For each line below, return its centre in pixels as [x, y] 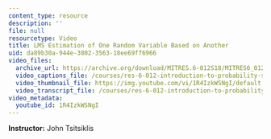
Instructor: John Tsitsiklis [51, 129]
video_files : [30, 61]
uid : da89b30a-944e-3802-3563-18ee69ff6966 [83, 53]
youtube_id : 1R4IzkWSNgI [57, 105]
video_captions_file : [52, 76]
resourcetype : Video [43, 38]
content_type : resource [48, 16]
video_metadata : [35, 98]
